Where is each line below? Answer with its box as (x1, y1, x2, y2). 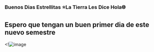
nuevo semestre (4, 28, 56, 37)
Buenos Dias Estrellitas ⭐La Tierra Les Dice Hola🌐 (4, 3, 126, 10)
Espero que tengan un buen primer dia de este (4, 21, 150, 29)
